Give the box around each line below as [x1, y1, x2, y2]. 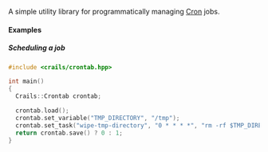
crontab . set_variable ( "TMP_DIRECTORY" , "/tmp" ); [15, 114, 180, 122]
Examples [8, 25, 42, 34]
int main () [8, 77, 45, 86]
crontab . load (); [15, 107, 69, 115]
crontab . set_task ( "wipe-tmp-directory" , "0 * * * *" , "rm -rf [15, 121, 227, 130]
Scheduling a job [8, 43, 65, 53]
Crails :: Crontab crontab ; [15, 92, 102, 100]
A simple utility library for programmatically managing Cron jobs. [8, 7, 220, 16]
